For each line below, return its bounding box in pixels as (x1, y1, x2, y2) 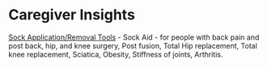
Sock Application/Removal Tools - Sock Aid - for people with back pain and (8, 32, 260, 42)
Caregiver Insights (8, 6, 136, 24)
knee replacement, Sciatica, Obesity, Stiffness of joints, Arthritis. (8, 49, 223, 59)
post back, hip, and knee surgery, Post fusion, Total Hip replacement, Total (8, 40, 257, 50)
